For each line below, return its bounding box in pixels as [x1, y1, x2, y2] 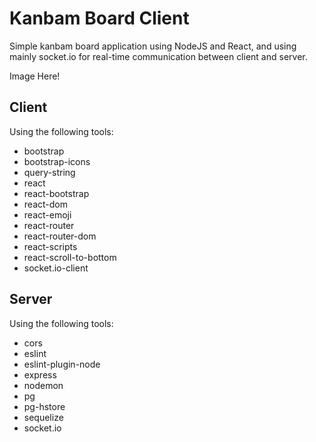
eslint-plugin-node [23, 358, 101, 370]
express [23, 368, 57, 381]
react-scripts [23, 240, 78, 252]
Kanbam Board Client [9, 7, 190, 30]
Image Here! [9, 70, 61, 82]
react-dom [23, 198, 68, 210]
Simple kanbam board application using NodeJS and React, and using [9, 40, 297, 52]
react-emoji [23, 208, 72, 221]
